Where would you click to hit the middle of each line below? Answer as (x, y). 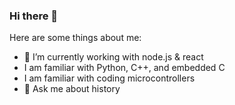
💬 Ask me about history (72, 89)
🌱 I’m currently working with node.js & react (113, 57)
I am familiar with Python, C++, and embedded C (124, 68)
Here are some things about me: (75, 38)
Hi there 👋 (34, 16)
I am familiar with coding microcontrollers (109, 78)
